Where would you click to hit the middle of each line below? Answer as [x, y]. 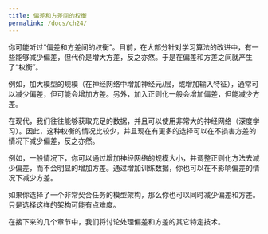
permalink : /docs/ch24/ [48, 23]
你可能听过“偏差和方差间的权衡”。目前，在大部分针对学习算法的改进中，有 [130, 47]
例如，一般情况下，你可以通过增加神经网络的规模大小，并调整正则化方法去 [130, 157]
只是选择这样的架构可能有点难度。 [64, 204]
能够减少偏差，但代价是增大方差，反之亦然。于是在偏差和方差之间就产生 [134, 57]
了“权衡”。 [26, 67]
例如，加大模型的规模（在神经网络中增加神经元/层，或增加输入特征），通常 [130, 84]
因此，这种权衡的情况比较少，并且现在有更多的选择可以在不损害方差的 [141, 131]
